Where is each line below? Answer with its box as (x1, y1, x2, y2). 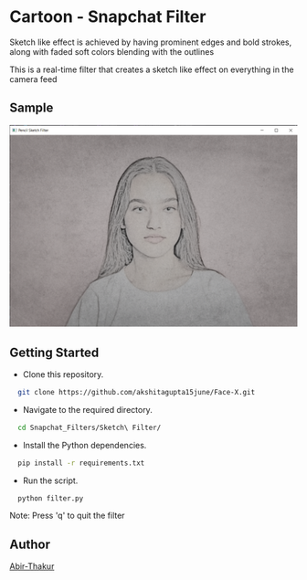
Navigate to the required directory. (22, 404, 153, 415)
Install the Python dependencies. (22, 439, 147, 450)
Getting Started (9, 344, 100, 360)
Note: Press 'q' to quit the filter (9, 510, 125, 522)
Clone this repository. (22, 368, 104, 380)
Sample (9, 100, 54, 116)
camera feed (9, 73, 58, 84)
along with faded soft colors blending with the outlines (9, 46, 215, 57)
